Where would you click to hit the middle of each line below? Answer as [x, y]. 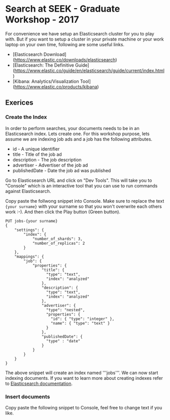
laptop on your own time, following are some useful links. [65, 44]
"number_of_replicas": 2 [59, 243]
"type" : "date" [63, 341]
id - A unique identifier [36, 149]
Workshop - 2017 [42, 20]
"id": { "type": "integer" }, [82, 319]
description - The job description [47, 159]
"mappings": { [29, 256]
